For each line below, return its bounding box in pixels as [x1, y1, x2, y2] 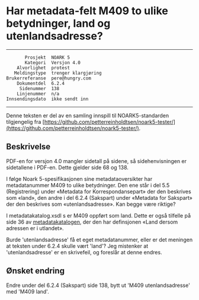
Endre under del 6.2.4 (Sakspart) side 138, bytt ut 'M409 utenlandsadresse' [6, 282, 191, 289]
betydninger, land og [6, 17, 111, 30]
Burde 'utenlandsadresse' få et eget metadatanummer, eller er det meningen [6, 236, 193, 243]
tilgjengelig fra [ [6, 118, 45, 125]
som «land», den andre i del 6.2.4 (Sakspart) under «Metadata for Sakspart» [6, 194, 192, 201]
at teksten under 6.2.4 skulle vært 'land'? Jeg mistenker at [6, 242, 149, 250]
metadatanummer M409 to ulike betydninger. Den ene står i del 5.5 [6, 181, 170, 189]
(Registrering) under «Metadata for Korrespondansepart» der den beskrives [6, 188, 191, 195]
